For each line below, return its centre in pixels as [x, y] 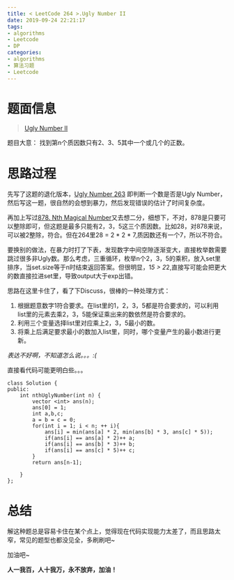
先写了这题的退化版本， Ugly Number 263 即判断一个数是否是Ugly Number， [117, 194]
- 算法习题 [21, 66]
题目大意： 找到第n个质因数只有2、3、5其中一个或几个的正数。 [98, 143]
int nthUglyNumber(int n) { [60, 396]
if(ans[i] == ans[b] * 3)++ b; [90, 444]
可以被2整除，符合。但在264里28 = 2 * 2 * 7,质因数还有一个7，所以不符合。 [117, 235]
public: [18, 390]
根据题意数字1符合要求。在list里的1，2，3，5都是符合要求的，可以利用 [118, 306]
